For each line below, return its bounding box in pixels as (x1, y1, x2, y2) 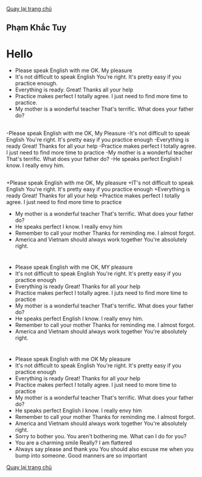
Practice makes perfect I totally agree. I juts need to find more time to (15, 289, 188, 297)
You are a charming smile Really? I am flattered (15, 439, 132, 447)
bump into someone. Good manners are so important (15, 452, 148, 459)
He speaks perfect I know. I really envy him (15, 223, 123, 231)
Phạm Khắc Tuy (6, 22, 67, 33)
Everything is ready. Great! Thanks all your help (15, 86, 134, 93)
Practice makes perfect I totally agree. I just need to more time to (15, 381, 177, 389)
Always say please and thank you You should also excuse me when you (15, 446, 194, 453)
